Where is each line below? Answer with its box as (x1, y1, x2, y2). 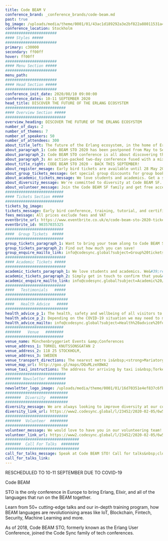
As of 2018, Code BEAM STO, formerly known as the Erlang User (5, 524, 138, 530)
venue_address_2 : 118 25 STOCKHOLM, (5, 348, 81, 353)
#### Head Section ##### (5, 82, 57, 87)
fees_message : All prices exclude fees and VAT (5, 213, 106, 218)
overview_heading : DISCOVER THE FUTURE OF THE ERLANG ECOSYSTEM (5, 119, 142, 125)
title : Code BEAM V (5, 7, 46, 13)
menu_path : (5, 73, 28, 78)
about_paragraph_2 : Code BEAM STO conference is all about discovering (5, 152, 157, 157)
